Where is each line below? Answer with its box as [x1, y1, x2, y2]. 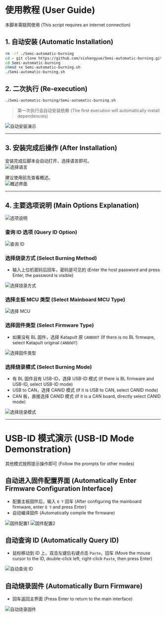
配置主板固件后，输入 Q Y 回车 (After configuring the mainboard [12, 498, 142, 504]
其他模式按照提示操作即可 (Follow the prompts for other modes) [5, 461, 134, 467]
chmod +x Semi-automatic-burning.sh [5, 65, 81, 70]
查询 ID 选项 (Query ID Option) [5, 229, 78, 236]
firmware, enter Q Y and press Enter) [12, 504, 87, 510]
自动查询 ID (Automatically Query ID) [5, 536, 120, 545]
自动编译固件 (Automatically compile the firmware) [12, 510, 115, 516]
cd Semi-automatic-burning [5, 60, 61, 65]
